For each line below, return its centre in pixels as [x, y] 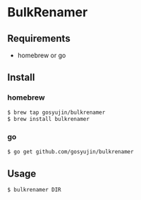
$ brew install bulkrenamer [49, 119]
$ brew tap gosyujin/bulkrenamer [56, 112]
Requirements [39, 39]
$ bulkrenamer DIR [34, 190]
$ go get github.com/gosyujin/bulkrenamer [70, 152]
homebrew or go [42, 55]
